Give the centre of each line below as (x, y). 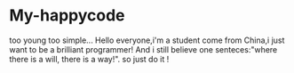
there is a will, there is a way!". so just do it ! (89, 59)
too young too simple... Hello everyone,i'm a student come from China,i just (147, 40)
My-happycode (68, 16)
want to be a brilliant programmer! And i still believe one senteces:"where (143, 49)
